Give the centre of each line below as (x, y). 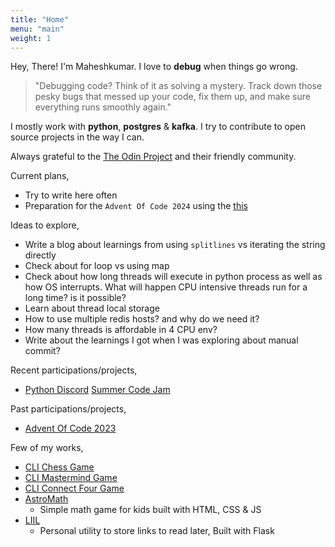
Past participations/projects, (68, 409)
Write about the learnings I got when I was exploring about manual (161, 340)
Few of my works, (47, 448)
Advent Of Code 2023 (70, 428)
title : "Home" (40, 19)
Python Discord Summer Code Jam (97, 390)
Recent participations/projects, (74, 370)
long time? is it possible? (75, 298)
